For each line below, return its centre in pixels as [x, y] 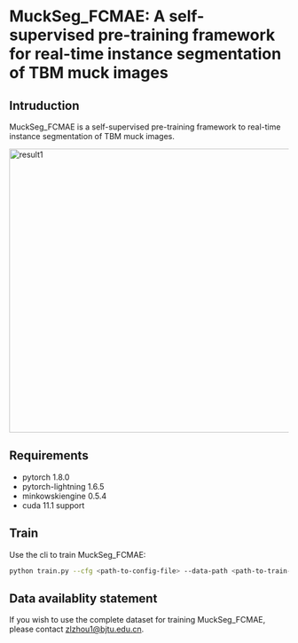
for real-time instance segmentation [145, 54]
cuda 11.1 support [53, 505]
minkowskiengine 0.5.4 [64, 496]
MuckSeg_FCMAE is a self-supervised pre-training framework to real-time [145, 127]
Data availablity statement [83, 598]
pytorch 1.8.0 [46, 477]
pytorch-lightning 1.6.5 [63, 486]
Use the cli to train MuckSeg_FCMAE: [78, 554]
